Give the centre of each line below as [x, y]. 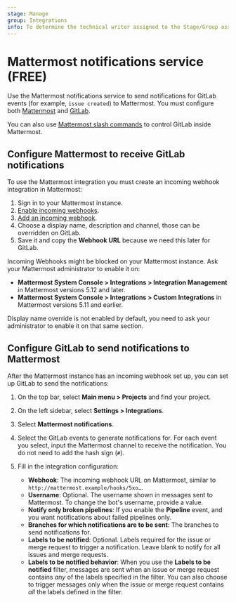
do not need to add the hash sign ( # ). [71, 452]
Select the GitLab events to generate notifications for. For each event [117, 438]
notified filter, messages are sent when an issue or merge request [124, 569]
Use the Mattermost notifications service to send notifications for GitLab [112, 96]
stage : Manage [28, 14]
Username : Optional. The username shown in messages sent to [120, 495]
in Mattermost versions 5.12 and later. [71, 290]
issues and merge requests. [68, 554]
